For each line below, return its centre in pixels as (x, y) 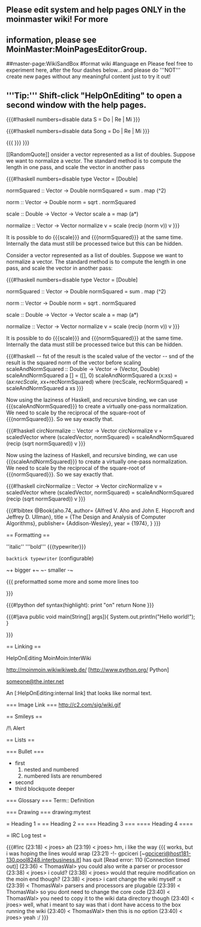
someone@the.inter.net (35, 682)
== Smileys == (25, 717)
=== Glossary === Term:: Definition (50, 801)
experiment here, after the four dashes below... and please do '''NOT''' (94, 70)
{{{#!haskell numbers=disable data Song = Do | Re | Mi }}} (78, 131)
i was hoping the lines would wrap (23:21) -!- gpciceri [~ (76, 854)
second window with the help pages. (76, 105)
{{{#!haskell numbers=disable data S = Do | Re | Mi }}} (73, 119)
